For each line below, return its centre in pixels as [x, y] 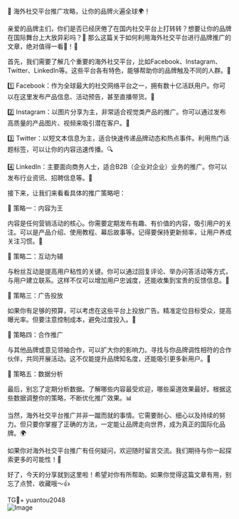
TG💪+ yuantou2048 [36, 500]
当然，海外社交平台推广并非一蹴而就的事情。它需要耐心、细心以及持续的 [113, 415]
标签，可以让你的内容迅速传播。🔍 [63, 149]
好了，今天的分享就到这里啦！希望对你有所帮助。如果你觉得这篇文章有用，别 [119, 474]
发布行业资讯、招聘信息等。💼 [50, 178]
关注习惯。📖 [25, 241]
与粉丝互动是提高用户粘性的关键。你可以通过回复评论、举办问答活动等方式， [119, 271]
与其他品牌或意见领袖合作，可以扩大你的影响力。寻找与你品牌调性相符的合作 [119, 350]
